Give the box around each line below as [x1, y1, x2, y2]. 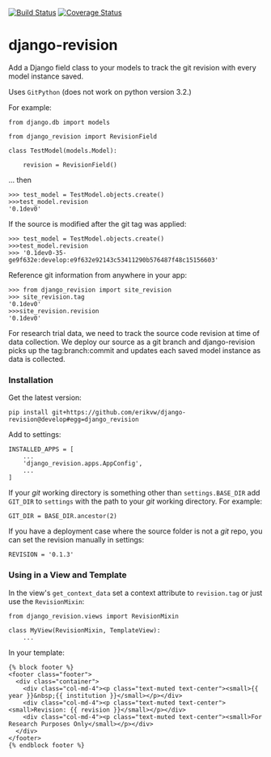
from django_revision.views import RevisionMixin [8, 612, 180, 620]
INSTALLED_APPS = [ [8, 445, 74, 453]
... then [8, 175, 32, 185]
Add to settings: [8, 430, 61, 440]
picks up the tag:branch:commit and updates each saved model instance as [8, 345, 261, 355]
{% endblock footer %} [8, 741, 85, 749]
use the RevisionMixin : [8, 596, 85, 606]
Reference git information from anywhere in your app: [8, 270, 188, 279]
